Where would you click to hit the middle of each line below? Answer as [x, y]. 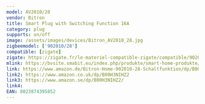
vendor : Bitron [26, 18]
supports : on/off [28, 35]
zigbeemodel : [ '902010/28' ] [42, 46]
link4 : [15, 86]
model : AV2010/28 [28, 12]
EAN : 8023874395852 [31, 92]
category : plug [26, 29]
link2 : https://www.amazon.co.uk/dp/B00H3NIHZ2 [68, 75]
